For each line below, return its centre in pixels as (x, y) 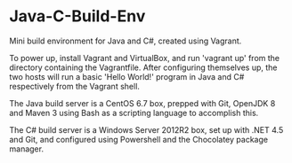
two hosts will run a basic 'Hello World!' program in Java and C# (127, 76)
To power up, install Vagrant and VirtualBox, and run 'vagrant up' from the (145, 58)
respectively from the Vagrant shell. (75, 86)
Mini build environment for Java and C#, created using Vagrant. (126, 41)
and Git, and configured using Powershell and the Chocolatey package (139, 139)
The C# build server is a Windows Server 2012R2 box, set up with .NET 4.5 (146, 129)
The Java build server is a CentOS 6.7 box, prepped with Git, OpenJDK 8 (142, 103)
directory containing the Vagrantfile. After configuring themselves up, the (143, 67)
